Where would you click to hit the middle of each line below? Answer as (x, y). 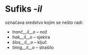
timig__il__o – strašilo (33, 47)
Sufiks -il (24, 9)
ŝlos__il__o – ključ (29, 42)
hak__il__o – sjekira (31, 37)
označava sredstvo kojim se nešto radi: (44, 22)
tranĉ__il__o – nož (30, 32)
